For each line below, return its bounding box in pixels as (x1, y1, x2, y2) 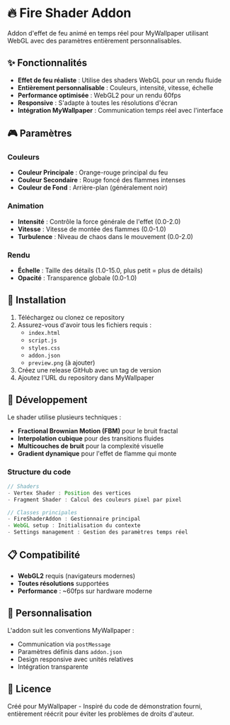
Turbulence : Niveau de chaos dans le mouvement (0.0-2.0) (17, 232, 193, 240)
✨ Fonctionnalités (7, 57, 88, 69)
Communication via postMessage (17, 640, 111, 648)
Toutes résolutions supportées (17, 579, 110, 587)
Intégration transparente (17, 662, 88, 671)
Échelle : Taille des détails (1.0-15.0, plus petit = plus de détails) (17, 266, 203, 275)
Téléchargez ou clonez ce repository (17, 313, 125, 321)
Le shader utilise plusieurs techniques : (7, 413, 122, 421)
